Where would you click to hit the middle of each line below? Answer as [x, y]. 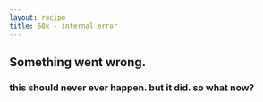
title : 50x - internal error [64, 26]
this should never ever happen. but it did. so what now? [132, 88]
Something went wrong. [78, 62]
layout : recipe [38, 17]
